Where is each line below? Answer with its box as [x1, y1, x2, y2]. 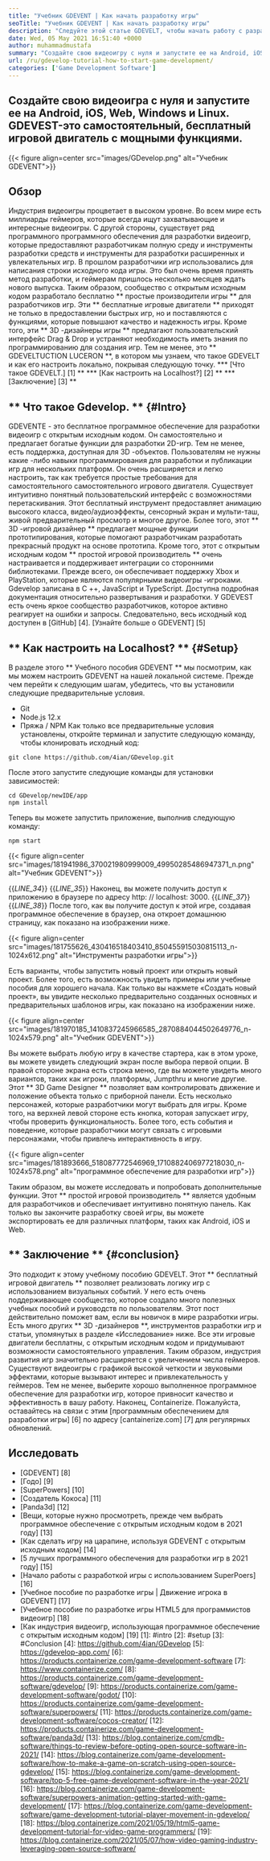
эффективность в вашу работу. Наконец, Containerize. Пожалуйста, [8, 1397, 241, 1407]
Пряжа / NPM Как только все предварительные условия [19, 721, 215, 730]
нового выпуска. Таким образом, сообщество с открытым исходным [8, 283, 247, 293]
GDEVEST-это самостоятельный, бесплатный [8, 119, 252, 133]
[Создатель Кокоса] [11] [19, 1493, 102, 1503]
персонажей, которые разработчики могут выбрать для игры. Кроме [8, 1100, 247, 1109]
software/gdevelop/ [19, 1681, 86, 1691]
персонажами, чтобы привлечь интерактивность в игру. [8, 1134, 202, 1143]
